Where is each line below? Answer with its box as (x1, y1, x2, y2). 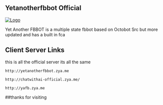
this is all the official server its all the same (5, 59, 91, 65)
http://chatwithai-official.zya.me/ (5, 77, 80, 82)
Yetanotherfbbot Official (5, 4, 81, 12)
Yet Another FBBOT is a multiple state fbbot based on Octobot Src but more (5, 26, 158, 32)
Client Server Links (5, 46, 65, 54)
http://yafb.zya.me (5, 85, 45, 90)
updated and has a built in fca (5, 31, 65, 37)
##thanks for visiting (5, 94, 47, 100)
